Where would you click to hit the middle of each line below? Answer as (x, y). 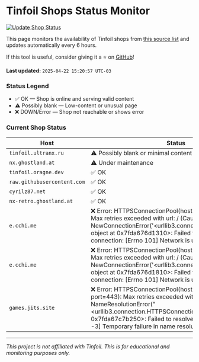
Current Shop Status (36, 127)
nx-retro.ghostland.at (41, 201)
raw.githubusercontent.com (47, 182)
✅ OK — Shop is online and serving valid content (74, 99)
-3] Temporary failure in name (133, 326)
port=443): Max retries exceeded (137, 296)
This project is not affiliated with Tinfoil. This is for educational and (88, 346)
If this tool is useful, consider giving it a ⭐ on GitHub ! (70, 57)
